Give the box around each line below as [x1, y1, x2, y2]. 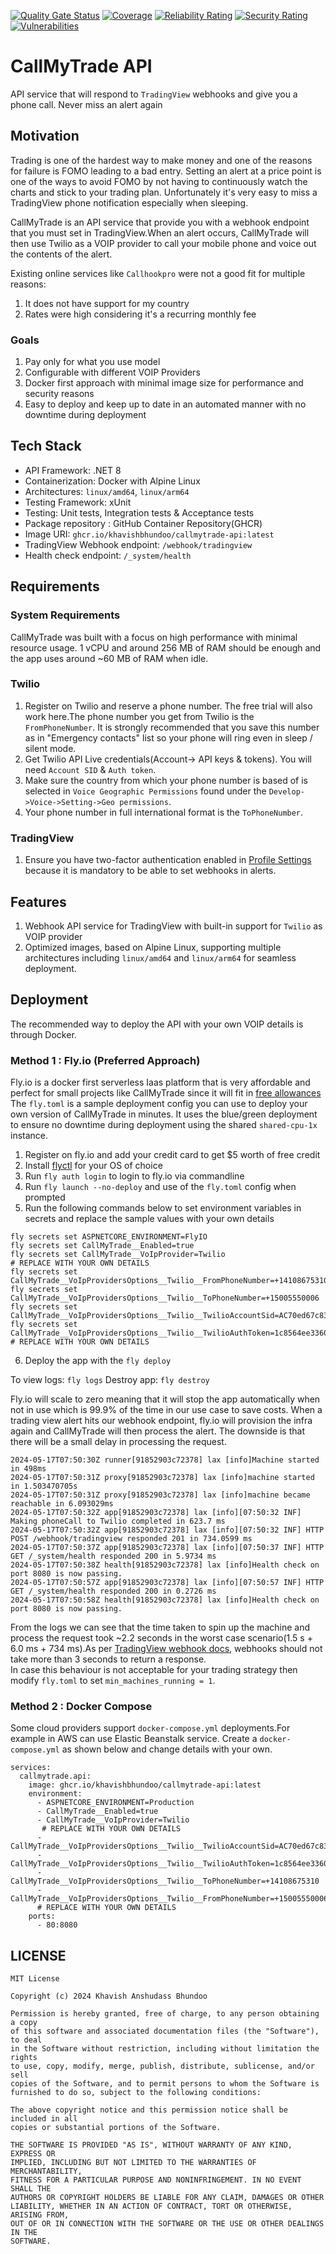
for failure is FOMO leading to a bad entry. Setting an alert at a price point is [10, 165, 322, 177]
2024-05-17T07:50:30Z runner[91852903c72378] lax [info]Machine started [10, 1455, 320, 1465]
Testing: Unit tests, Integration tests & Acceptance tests [24, 506, 255, 519]
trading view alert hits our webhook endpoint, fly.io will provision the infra [10, 1415, 313, 1427]
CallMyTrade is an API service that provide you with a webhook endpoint [10, 216, 310, 228]
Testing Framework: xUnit [24, 496, 132, 508]
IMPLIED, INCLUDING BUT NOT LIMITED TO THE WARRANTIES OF [10, 2158, 257, 2168]
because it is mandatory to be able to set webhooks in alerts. [24, 865, 277, 877]
